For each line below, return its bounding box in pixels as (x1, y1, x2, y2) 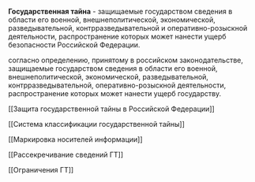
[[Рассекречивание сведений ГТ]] (8, 150, 124, 159)
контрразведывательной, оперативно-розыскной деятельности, (8, 80, 227, 90)
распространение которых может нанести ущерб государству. (8, 89, 222, 98)
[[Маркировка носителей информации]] (8, 135, 144, 144)
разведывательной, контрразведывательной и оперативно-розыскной (8, 24, 248, 32)
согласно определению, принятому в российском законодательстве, (8, 55, 243, 65)
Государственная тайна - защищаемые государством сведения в (8, 7, 233, 16)
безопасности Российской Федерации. (8, 40, 141, 50)
